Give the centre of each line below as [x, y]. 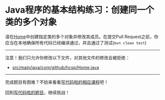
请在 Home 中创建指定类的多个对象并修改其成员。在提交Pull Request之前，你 [82, 37]
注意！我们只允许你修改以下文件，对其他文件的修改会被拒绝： [68, 58]
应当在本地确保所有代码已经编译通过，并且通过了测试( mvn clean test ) [76, 42]
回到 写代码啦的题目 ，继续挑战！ [37, 92]
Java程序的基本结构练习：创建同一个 [80, 10]
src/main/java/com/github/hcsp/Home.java [55, 67]
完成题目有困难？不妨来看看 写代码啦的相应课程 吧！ [57, 82]
